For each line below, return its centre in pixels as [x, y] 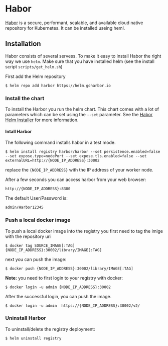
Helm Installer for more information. [42, 120]
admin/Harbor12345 [24, 207]
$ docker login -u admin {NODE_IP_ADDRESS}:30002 [58, 287]
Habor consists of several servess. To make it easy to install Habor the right [83, 56]
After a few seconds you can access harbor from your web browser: [76, 180]
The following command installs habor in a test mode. [61, 143]
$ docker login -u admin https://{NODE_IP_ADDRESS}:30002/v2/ [73, 306]
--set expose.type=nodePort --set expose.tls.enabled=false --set [76, 156]
